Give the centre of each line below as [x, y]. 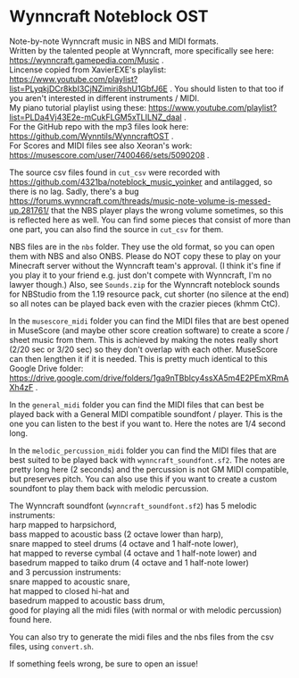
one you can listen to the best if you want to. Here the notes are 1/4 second [147, 423]
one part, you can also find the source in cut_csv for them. [116, 229]
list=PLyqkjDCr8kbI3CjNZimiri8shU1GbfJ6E [88, 88]
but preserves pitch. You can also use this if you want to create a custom [143, 479]
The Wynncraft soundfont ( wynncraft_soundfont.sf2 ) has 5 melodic [133, 506]
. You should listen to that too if [226, 88]
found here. [30, 619]
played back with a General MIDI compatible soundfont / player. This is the [146, 414]
